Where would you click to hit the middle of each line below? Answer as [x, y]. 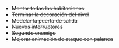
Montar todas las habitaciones [48, 8]
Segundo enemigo [34, 33]
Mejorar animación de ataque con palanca [62, 39]
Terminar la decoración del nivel [50, 14]
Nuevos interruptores [37, 27]
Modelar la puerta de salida [44, 21]
